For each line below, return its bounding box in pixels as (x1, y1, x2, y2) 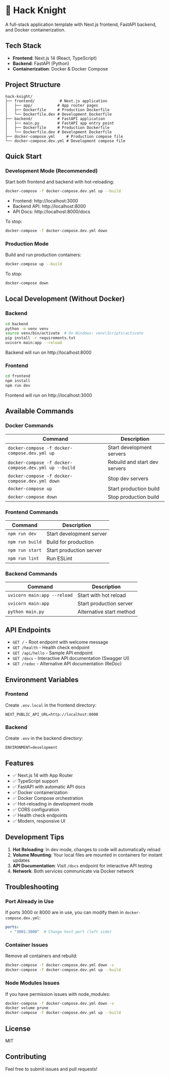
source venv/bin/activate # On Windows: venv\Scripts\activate (5, 331, 144, 336)
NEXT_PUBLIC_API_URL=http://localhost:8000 (5, 712, 99, 717)
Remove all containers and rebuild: (5, 953, 77, 959)
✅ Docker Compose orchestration (12, 795, 83, 801)
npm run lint (8, 556, 39, 561)
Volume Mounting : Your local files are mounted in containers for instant (12, 852, 163, 858)
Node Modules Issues (5, 980, 60, 987)
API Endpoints (5, 625, 51, 634)
